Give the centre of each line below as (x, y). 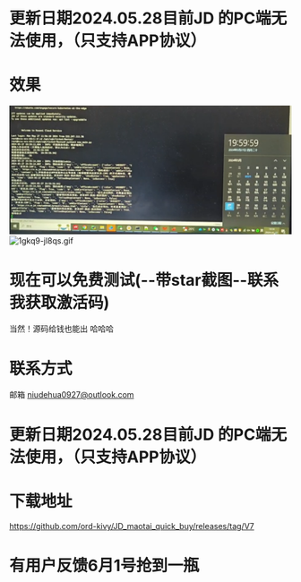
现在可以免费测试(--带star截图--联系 (144, 280)
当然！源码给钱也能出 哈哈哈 (61, 329)
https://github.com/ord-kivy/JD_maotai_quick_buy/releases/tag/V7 (132, 526)
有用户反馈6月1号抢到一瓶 (104, 565)
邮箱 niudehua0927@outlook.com (72, 395)
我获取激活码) (60, 302)
